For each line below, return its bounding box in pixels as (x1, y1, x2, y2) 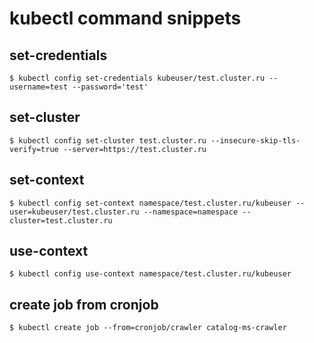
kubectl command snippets (9, 7, 242, 30)
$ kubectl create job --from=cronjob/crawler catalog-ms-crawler (9, 323, 287, 333)
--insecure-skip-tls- (210, 135, 301, 146)
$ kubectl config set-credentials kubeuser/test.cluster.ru (9, 73, 266, 83)
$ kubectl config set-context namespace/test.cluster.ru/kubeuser (9, 198, 292, 208)
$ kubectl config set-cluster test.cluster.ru (9, 135, 207, 146)
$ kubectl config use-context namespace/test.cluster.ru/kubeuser (9, 269, 292, 279)
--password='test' (72, 82, 149, 92)
